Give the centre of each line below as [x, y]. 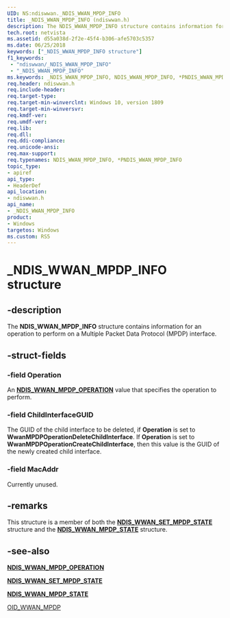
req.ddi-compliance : [37, 141]
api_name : [21, 205]
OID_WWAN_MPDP [34, 608]
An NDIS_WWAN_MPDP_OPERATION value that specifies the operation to [112, 390]
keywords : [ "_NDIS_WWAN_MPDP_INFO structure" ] [75, 52]
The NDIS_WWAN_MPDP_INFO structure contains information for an [104, 327]
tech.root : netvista [37, 33]
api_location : [27, 192]
